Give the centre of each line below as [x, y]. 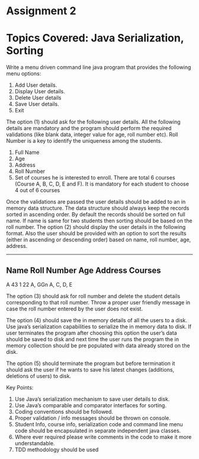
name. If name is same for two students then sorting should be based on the [99, 221]
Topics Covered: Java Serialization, [95, 38]
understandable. [35, 443]
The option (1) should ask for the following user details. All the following [93, 122]
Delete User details [38, 98]
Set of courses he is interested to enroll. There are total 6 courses [95, 178]
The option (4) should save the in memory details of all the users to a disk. [97, 320]
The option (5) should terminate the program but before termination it [91, 363]
